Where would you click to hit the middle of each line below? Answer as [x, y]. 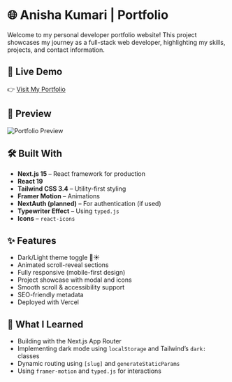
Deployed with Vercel [48, 302]
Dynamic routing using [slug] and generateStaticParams [99, 363]
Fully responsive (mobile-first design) [71, 273]
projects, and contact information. [56, 50]
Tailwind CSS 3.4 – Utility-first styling [72, 189]
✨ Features [32, 241]
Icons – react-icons [46, 219]
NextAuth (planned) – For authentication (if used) [89, 204]
